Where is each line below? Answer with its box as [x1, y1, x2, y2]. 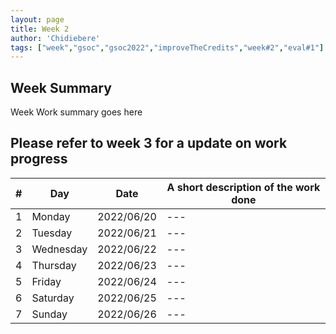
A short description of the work [166, 180, 321, 194]
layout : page [10, 14, 65, 25]
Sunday [31, 307, 68, 321]
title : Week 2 [10, 24, 70, 34]
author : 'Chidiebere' [10, 33, 101, 43]
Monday [31, 209, 71, 223]
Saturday [31, 291, 75, 305]
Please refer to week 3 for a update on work [10, 135, 288, 152]
